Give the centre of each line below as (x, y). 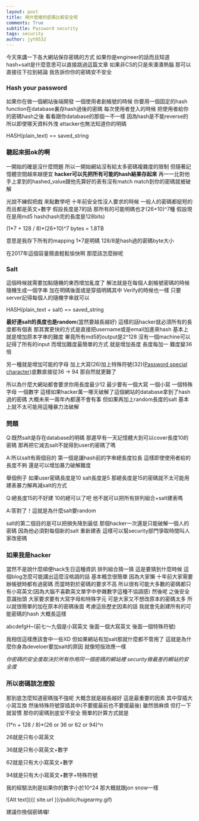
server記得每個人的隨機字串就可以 (48, 297)
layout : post (22, 12)
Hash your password (37, 88)
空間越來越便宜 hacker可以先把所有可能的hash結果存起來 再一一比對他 (103, 174)
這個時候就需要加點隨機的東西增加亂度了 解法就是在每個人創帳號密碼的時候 (98, 282)
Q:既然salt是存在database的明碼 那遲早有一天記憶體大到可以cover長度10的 (97, 438)
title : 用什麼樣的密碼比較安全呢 (42, 17)
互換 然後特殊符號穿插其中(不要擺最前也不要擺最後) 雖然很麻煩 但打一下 (104, 705)
